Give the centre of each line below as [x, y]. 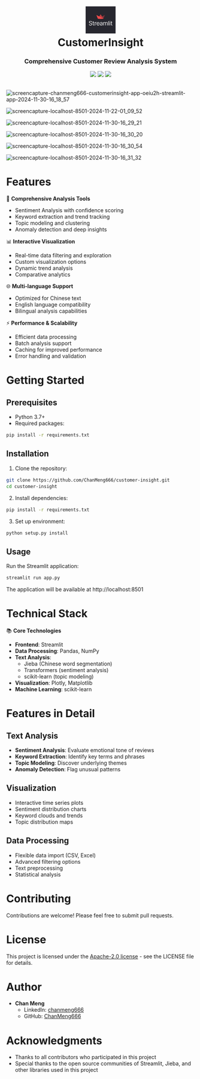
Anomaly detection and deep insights [61, 230]
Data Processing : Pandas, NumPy [57, 651]
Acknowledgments [54, 1041]
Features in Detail [51, 714]
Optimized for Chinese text [48, 298]
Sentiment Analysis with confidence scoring [69, 210]
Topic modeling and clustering [52, 223]
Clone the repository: [41, 468]
